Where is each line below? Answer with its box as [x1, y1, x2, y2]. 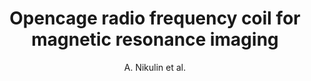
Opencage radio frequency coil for [9, 7, 301, 30]
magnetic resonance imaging [31, 28, 279, 51]
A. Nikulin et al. [123, 61, 187, 73]
